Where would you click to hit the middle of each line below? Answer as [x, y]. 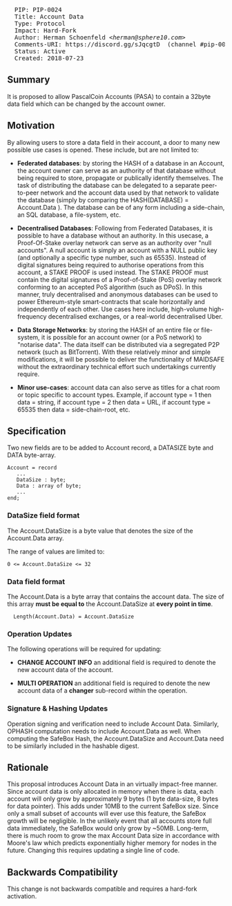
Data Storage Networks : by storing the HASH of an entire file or [108, 330]
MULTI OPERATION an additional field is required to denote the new [114, 683]
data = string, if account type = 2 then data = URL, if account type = [114, 402]
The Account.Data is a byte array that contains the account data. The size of [116, 597]
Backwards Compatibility [63, 872]
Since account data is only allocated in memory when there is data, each [110, 792]
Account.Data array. [36, 538]
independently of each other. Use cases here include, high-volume [112, 309]
